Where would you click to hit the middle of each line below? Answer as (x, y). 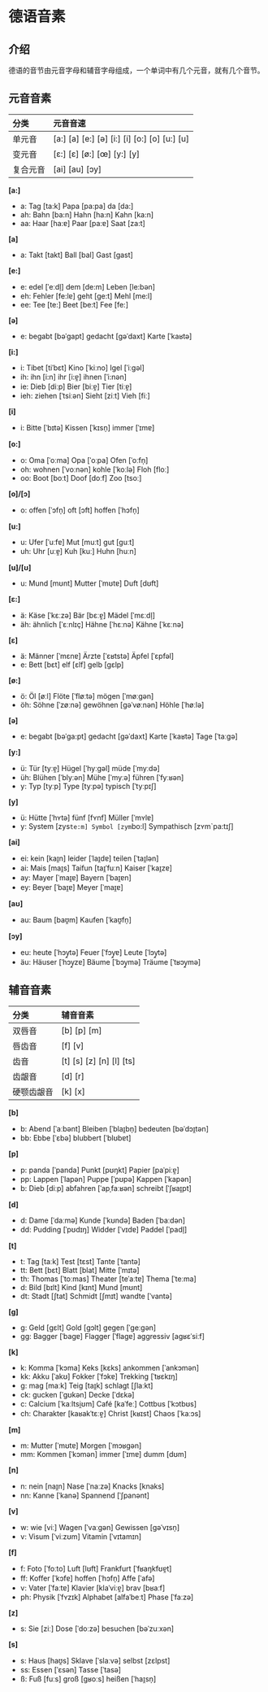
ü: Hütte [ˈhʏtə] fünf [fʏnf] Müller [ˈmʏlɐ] (87, 818)
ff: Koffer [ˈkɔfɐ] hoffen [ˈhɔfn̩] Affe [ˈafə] (87, 1578)
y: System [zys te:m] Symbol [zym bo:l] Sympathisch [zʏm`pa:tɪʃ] (127, 826)
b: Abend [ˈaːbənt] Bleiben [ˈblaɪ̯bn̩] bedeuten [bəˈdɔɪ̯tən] (115, 1128)
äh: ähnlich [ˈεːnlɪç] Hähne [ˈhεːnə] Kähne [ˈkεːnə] (102, 624)
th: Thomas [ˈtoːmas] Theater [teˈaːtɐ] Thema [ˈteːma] (108, 1279)
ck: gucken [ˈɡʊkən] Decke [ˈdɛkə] (77, 1394)
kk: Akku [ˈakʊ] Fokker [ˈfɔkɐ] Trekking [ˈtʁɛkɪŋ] (99, 1376)
